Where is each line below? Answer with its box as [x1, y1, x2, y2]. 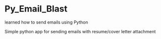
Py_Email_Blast [4, 3, 68, 14]
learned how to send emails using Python [4, 19, 88, 25]
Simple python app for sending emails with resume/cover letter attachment [4, 28, 156, 34]
